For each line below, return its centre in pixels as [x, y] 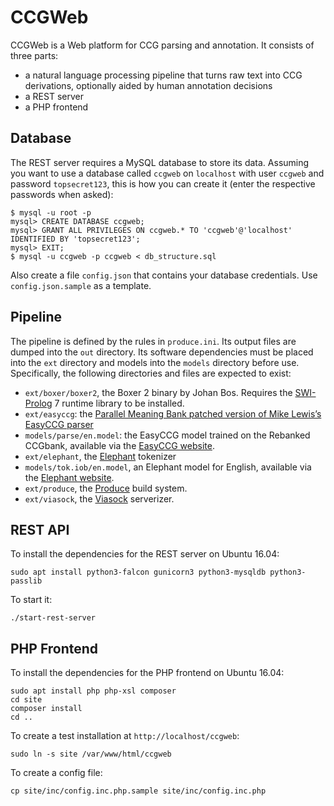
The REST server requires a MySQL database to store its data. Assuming [160, 162]
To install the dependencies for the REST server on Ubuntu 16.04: [145, 554]
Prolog [38, 403]
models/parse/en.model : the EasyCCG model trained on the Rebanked [167, 435]
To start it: [31, 600]
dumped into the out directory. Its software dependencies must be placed [162, 352]
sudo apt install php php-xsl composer [93, 691]
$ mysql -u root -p [51, 212]
